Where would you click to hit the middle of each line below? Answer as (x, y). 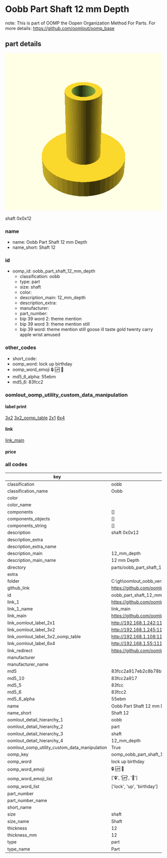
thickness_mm (22, 835)
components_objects (29, 518)
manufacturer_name (28, 665)
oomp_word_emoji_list (30, 778)
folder (13, 581)
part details (23, 44)
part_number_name (27, 800)
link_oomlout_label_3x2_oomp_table (44, 637)
